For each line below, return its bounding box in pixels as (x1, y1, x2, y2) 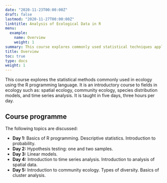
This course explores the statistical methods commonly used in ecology (5, 77, 153, 83)
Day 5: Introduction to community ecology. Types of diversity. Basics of (12, 167, 159, 173)
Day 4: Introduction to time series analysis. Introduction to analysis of (12, 156, 155, 162)
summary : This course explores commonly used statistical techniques (5, 44, 153, 49)
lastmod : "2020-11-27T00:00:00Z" (5, 16, 75, 21)
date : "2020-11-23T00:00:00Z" (5, 7, 68, 12)
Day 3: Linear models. (12, 151, 58, 157)
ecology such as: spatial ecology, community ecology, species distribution (5, 87, 158, 93)
